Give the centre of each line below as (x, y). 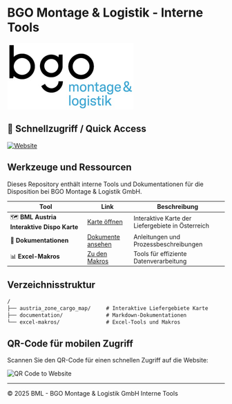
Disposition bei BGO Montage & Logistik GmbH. (75, 191)
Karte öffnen (105, 222)
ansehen (99, 244)
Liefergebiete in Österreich (171, 226)
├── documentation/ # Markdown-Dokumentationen (97, 315)
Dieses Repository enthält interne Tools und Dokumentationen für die (105, 184)
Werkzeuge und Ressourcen (70, 167)
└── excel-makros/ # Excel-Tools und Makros (94, 322)
